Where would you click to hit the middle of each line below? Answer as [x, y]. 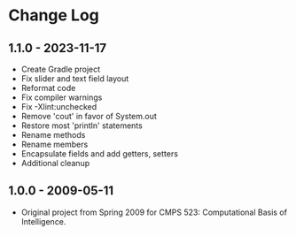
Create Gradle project [61, 69]
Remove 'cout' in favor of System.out [89, 116]
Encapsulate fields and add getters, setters [100, 154]
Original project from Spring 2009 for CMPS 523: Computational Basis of [154, 212]
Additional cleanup [55, 163]
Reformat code [48, 88]
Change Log [54, 15]
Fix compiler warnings [62, 97]
